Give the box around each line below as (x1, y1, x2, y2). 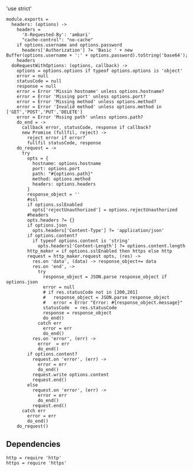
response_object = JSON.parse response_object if (43, 274, 167, 280)
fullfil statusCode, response (27, 140, 101, 146)
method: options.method (32, 176, 91, 182)
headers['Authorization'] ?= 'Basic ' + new (21, 47, 133, 53)
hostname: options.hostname (32, 161, 101, 167)
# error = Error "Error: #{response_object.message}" (43, 300, 183, 306)
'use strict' (6, 5, 32, 12)
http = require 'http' (6, 455, 62, 461)
